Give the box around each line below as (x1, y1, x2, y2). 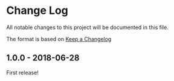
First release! (6, 69, 39, 76)
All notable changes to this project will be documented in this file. (6, 24, 169, 31)
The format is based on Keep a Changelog (6, 35, 112, 42)
